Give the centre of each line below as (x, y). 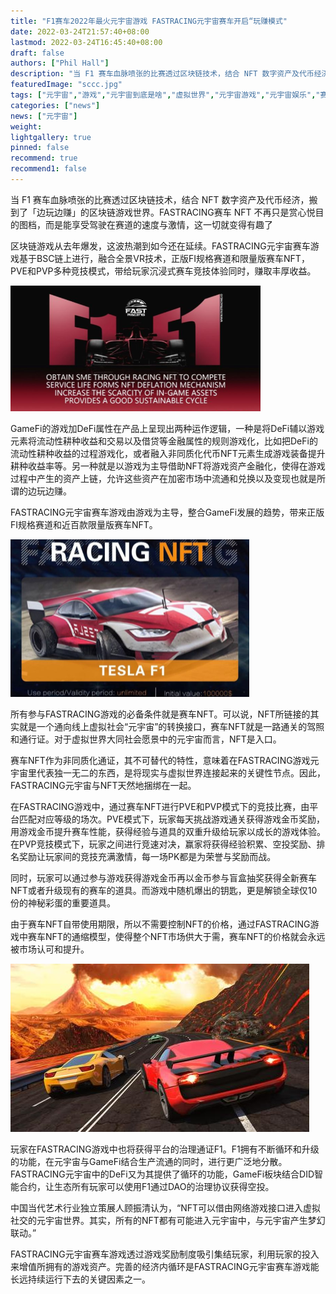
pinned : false (40, 148)
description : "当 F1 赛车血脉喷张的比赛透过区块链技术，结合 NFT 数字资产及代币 (162, 74)
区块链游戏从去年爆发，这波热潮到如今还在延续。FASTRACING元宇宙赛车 (160, 246)
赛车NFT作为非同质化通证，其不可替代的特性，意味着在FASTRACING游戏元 (165, 760)
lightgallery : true (51, 137)
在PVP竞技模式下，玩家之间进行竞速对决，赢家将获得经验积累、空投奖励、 (163, 844)
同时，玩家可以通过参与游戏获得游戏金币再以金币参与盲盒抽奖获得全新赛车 (163, 877)
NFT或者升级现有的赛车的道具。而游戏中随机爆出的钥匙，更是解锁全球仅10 (164, 890)
